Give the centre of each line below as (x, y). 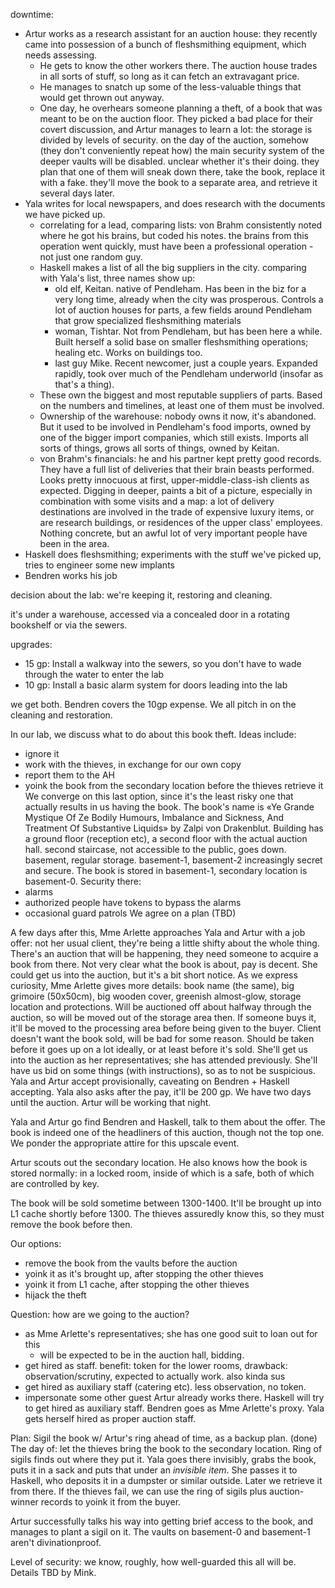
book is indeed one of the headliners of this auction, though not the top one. (167, 1132)
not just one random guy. (91, 257)
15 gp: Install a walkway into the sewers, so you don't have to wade (163, 663)
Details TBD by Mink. (53, 1572)
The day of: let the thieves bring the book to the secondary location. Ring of (166, 1448)
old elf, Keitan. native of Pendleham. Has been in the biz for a (180, 288)
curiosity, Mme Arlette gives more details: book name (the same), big (152, 985)
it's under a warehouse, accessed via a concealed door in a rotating (150, 614)
